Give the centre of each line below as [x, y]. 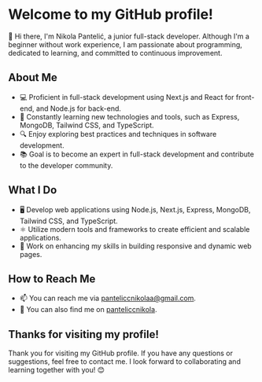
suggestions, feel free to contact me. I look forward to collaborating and [125, 362]
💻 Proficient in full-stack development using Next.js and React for [127, 97]
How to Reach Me [52, 279]
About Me [33, 77]
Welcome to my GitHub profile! [111, 15]
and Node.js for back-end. [79, 108]
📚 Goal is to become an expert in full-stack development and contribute [137, 154]
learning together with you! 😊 [56, 370]
